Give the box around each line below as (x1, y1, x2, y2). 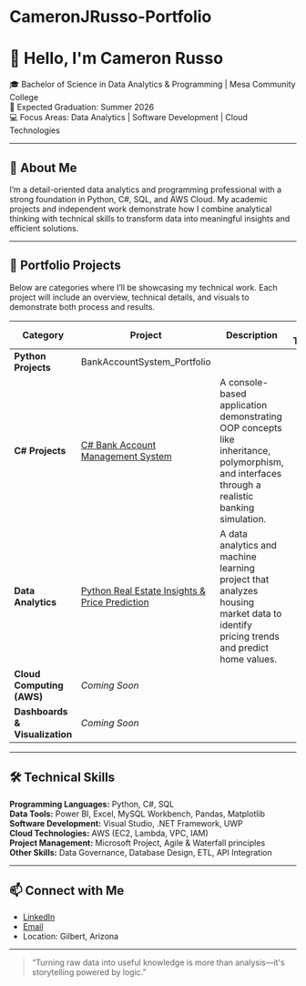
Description (226, 328, 278, 341)
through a (219, 478, 261, 491)
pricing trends (219, 630, 280, 642)
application (219, 398, 268, 411)
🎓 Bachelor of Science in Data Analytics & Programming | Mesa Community (9, 79, 296, 90)
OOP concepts (219, 421, 282, 434)
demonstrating (219, 410, 282, 423)
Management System (80, 449, 173, 462)
